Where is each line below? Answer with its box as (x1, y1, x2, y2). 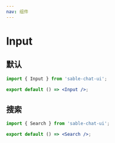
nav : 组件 (6, 8, 28, 15)
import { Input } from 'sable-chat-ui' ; (6, 76, 108, 82)
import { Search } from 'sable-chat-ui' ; (6, 120, 110, 127)
